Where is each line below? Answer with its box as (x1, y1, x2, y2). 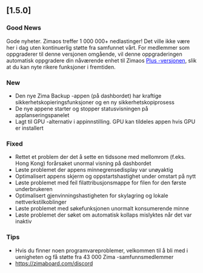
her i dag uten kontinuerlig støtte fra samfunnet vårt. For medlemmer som (6, 44, 190, 51)
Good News (6, 24, 41, 32)
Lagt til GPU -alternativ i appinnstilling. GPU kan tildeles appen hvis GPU (15, 118, 196, 125)
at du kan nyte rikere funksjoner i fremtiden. (6, 63, 116, 70)
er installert (15, 124, 44, 132)
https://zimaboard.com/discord (15, 260, 93, 267)
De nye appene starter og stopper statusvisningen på (15, 105, 148, 112)
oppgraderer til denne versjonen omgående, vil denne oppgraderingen (6, 50, 183, 58)
